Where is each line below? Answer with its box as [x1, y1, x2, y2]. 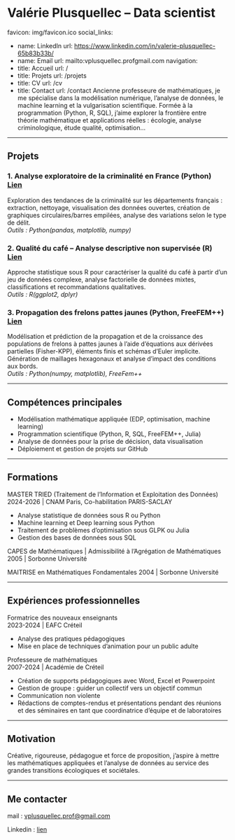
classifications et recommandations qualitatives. [7, 282, 146, 291]
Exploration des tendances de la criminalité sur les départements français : [7, 196, 222, 204]
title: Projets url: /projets [17, 71, 87, 80]
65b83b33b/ [17, 49, 55, 57]
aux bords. [7, 362, 38, 370]
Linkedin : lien [7, 825, 48, 834]
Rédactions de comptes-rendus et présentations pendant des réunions [17, 699, 222, 707]
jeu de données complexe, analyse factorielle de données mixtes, [7, 275, 197, 283]
